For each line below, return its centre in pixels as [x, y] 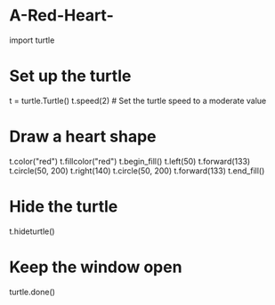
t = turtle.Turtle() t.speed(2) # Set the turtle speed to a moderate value [138, 100]
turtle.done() [32, 292]
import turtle [32, 40]
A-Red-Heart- [61, 16]
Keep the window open [96, 267]
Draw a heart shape [83, 136]
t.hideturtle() [32, 231]
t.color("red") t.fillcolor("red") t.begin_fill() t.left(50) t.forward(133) [130, 161]
